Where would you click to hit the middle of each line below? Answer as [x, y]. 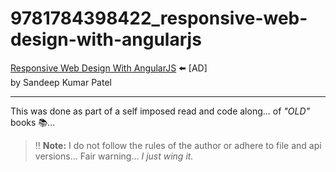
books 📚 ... [33, 122]
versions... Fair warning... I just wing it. [114, 156]
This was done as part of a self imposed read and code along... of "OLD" [160, 111]
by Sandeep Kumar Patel [61, 82]
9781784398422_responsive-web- [159, 18]
